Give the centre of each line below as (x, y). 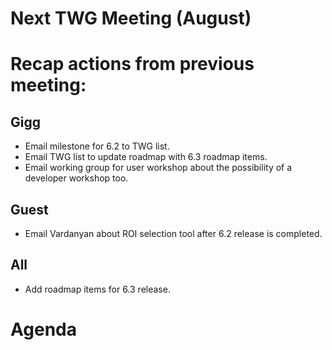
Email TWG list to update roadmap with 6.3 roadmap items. (146, 157)
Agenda (43, 329)
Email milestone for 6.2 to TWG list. (97, 146)
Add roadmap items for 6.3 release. (97, 289)
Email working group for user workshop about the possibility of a (158, 168)
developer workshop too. (76, 178)
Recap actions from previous (132, 64)
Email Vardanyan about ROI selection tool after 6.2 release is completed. (173, 233)
